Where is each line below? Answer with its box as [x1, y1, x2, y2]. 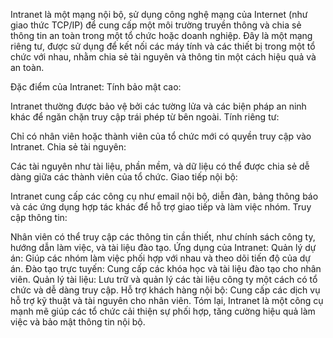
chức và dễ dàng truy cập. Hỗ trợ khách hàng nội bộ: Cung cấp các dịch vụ [10, 284, 321, 296]
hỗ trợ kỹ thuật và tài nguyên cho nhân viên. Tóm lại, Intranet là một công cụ [10, 295, 324, 306]
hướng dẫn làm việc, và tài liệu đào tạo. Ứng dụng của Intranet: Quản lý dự [10, 242, 317, 253]
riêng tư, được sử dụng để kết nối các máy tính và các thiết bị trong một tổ [10, 40, 316, 52]
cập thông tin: [10, 212, 68, 223]
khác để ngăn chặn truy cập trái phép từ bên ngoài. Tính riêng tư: [10, 111, 280, 123]
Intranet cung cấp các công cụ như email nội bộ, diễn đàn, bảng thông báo [10, 190, 319, 202]
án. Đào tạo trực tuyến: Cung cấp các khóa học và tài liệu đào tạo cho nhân [10, 263, 322, 274]
